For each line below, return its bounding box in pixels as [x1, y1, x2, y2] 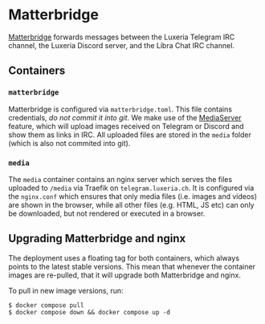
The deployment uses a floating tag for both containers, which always [8, 253, 239, 262]
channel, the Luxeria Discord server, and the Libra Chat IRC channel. [8, 40, 235, 50]
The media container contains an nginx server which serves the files [8, 174, 233, 184]
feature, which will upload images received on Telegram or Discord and [8, 121, 244, 131]
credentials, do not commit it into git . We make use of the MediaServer [8, 112, 243, 122]
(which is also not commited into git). [8, 138, 131, 148]
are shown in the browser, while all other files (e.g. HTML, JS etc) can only [8, 200, 255, 209]
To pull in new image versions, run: [8, 286, 124, 295]
